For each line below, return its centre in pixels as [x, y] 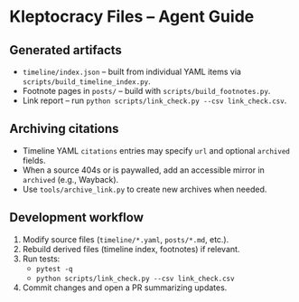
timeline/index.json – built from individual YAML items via [132, 71]
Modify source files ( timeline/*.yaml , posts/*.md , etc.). [126, 239]
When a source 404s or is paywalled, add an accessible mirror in [143, 170]
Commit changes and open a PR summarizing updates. [125, 288]
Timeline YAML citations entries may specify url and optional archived [156, 150]
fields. [34, 160]
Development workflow [77, 217]
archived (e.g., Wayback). [70, 179]
